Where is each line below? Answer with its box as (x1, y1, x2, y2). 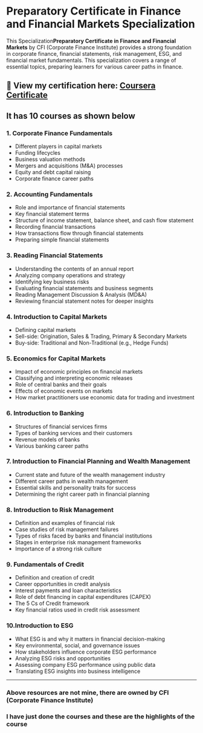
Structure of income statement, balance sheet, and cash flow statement (14, 217, 194, 224)
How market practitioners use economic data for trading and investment (14, 394, 195, 401)
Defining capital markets (14, 326, 76, 333)
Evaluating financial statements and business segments (14, 284, 153, 292)
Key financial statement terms (14, 211, 89, 218)
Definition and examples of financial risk (14, 519, 115, 527)
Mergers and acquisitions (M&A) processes (14, 162, 123, 169)
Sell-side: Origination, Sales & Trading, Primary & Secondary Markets (14, 333, 187, 340)
